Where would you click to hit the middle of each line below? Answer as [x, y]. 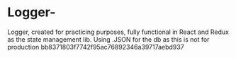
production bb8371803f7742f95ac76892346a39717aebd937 [96, 47]
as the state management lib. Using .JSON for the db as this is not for [108, 39]
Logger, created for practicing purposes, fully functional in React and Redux [118, 32]
